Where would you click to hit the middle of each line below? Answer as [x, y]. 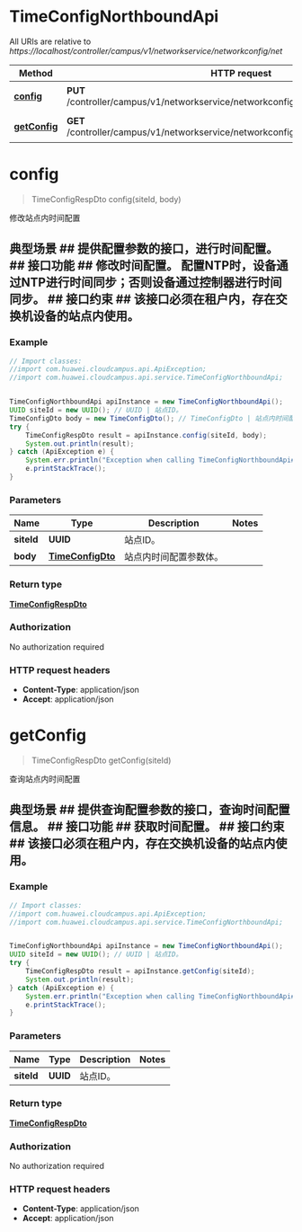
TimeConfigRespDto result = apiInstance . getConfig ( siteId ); [140, 971]
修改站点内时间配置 [45, 217]
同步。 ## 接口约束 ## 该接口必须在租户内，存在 [142, 300]
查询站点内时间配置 [45, 779]
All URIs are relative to [50, 41]
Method [36, 73]
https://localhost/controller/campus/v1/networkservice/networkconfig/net [146, 50]
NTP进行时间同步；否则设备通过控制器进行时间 [151, 283]
